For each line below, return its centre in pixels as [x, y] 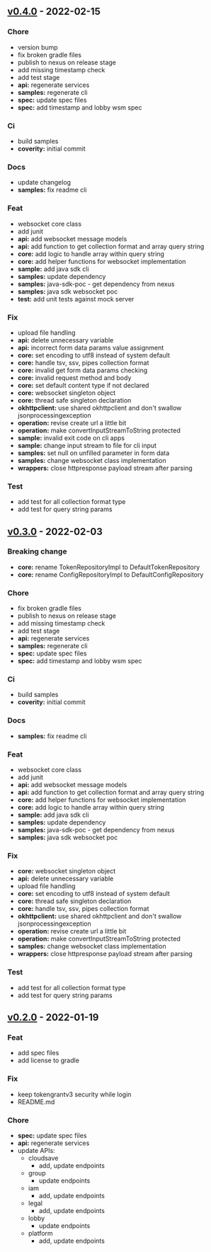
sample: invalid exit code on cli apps [71, 437]
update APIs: [36, 1150]
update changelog [44, 183]
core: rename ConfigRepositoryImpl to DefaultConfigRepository [110, 574]
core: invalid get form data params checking [82, 370]
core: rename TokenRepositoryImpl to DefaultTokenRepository [109, 567]
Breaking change [37, 551]
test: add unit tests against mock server [76, 299]
